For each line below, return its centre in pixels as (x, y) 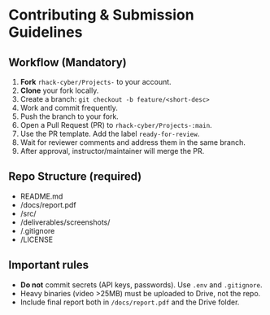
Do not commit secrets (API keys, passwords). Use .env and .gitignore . (141, 284)
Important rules (49, 265)
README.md (41, 196)
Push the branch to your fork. (70, 116)
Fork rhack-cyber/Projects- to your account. (96, 82)
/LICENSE (37, 239)
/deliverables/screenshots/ (65, 222)
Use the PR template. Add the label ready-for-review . (110, 133)
